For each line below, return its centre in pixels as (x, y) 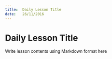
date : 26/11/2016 (25, 14)
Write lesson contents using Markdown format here (56, 51)
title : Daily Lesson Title (33, 9)
